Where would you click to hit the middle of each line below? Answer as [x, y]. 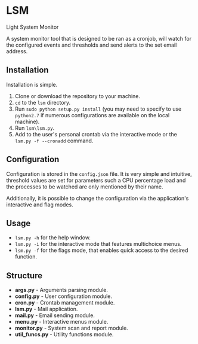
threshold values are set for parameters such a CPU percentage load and [96, 180]
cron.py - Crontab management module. [65, 303]
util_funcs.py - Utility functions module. [64, 334]
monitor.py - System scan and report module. [71, 328]
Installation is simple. [32, 84]
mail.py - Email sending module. [55, 315]
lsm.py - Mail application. [46, 309]
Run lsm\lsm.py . [35, 128]
